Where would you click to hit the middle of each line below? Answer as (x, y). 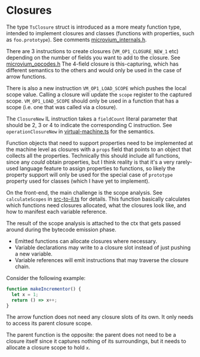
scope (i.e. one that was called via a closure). (62, 107)
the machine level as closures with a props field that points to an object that (99, 149)
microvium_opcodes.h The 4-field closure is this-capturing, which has (93, 64)
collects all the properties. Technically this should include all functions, (93, 155)
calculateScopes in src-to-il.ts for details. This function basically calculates (98, 199)
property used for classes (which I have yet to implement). (78, 181)
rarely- (184, 162)
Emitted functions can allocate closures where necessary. (86, 241)
